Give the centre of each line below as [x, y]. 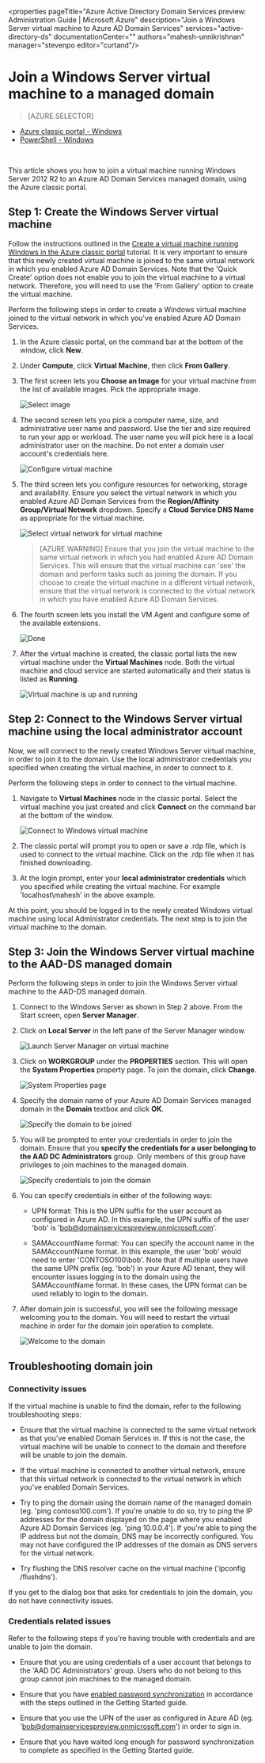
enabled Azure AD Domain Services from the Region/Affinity [119, 501]
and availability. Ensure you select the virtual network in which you [128, 492]
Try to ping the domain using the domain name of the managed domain [135, 1503]
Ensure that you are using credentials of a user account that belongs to [135, 1662]
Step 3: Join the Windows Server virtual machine [131, 951]
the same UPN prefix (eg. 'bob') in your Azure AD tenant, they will [138, 1269]
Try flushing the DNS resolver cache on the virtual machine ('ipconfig [132, 1569]
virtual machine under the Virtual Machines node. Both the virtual [127, 662]
